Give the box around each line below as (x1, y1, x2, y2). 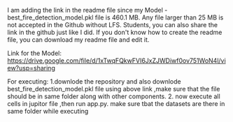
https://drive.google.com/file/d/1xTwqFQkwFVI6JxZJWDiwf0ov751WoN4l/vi (7, 56, 226, 65)
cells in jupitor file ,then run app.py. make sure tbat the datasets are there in (7, 100, 225, 107)
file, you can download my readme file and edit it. (7, 36, 150, 44)
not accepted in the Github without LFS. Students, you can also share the (7, 21, 218, 29)
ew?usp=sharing (7, 64, 56, 72)
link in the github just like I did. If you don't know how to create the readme (7, 28, 223, 36)
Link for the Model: (7, 49, 62, 57)
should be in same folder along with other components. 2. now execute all (7, 92, 220, 100)
